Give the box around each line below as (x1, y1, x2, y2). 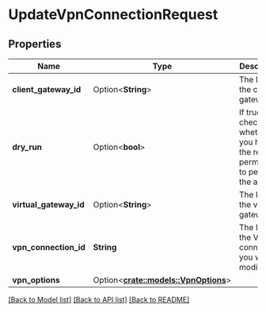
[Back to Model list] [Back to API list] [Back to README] (8, 295, 190, 304)
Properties (8, 37, 62, 51)
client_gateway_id (12, 84, 82, 94)
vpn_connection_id (12, 242, 85, 252)
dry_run (12, 141, 42, 152)
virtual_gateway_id (12, 199, 85, 210)
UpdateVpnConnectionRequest (8, 6, 218, 24)
